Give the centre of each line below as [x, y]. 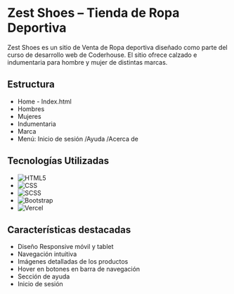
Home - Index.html [44, 101]
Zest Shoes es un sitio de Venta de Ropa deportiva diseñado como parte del [117, 47]
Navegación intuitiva [47, 254]
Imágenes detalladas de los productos [73, 262]
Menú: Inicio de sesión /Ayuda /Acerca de [78, 139]
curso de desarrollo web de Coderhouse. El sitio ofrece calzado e [102, 55]
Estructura [31, 85]
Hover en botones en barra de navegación [79, 269]
